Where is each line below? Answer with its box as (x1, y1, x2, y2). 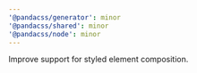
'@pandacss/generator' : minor (8, 12, 122, 22)
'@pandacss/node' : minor (8, 29, 101, 38)
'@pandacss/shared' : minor (8, 21, 109, 30)
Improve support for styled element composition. (8, 54, 189, 65)
